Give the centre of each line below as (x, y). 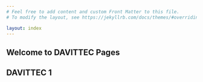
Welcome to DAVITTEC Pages (63, 52)
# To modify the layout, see (43, 17)
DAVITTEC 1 (29, 73)
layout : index (24, 28)
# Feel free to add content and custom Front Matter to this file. (93, 12)
